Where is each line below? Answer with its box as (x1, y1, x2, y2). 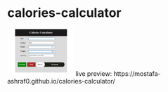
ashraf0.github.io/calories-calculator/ (7, 77, 116, 85)
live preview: (75, 69, 112, 78)
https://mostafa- (113, 69, 162, 78)
